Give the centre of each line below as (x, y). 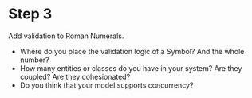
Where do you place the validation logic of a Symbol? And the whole (132, 51)
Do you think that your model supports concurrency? (106, 85)
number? (34, 60)
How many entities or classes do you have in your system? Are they (131, 68)
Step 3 (30, 14)
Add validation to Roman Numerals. (66, 36)
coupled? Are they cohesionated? (75, 76)
